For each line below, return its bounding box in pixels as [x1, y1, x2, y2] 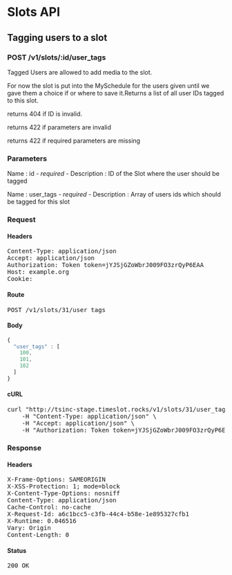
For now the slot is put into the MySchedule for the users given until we [7, 81, 210, 90]
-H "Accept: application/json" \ [21, 419, 135, 428]
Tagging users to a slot [7, 32, 108, 44]
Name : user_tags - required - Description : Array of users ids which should [7, 190, 221, 199]
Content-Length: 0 [7, 531, 70, 539]
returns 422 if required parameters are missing [7, 136, 140, 145]
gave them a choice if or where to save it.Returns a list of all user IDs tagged [7, 89, 224, 97]
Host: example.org [7, 268, 70, 276]
